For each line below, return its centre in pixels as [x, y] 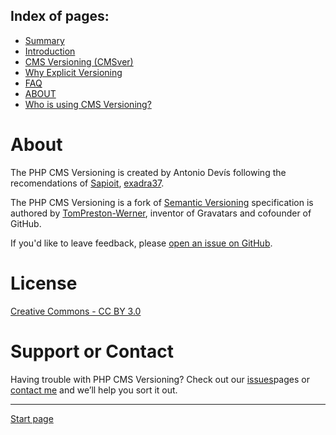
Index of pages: [60, 16]
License [44, 283]
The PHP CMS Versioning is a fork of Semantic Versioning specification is [162, 202]
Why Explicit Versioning [73, 72]
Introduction [50, 51]
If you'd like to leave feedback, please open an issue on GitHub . [141, 243]
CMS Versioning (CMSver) [79, 61]
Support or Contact [92, 351]
